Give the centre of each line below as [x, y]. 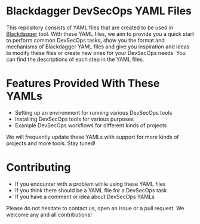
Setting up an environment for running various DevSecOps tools [93, 112]
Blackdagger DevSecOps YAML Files [99, 11]
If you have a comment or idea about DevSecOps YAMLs [85, 197]
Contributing [39, 168]
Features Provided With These [83, 83]
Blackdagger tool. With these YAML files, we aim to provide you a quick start [100, 33]
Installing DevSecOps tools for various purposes [74, 119]
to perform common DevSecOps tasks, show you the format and [86, 40]
